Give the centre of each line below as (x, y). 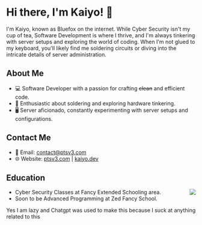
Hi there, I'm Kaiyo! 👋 (60, 12)
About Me (25, 74)
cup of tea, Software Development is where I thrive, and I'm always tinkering (101, 35)
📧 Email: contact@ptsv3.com (50, 152)
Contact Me (29, 138)
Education (26, 178)
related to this (23, 217)
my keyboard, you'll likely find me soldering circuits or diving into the (91, 48)
